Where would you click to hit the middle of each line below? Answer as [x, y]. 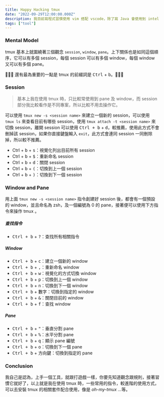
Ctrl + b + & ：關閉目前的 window [48, 298]
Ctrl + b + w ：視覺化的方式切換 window [54, 273]
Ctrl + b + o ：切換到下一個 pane [47, 347]
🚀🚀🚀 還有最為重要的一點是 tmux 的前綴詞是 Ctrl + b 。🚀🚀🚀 [64, 74]
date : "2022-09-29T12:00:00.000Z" [40, 14]
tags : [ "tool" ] [21, 23]
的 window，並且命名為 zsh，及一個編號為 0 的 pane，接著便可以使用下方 [80, 205]
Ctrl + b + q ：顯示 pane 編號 [43, 341]
